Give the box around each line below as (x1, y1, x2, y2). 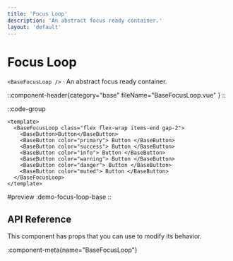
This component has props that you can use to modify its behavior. (7, 232, 202, 240)
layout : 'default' (7, 23, 61, 30)
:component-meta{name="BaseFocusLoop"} (7, 245, 138, 255)
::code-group (7, 105, 46, 113)
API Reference (7, 213, 72, 225)
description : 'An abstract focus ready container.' (7, 17, 162, 24)
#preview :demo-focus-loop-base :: (7, 192, 112, 202)
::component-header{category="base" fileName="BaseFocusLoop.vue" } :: (7, 91, 226, 100)
